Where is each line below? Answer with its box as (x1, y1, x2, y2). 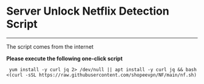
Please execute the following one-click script (6, 55, 123, 62)
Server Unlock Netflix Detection (6, 4, 169, 18)
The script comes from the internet (6, 43, 94, 50)
